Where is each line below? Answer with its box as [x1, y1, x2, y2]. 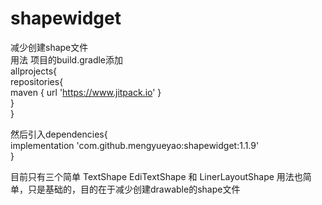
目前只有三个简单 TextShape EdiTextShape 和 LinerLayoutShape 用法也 [10, 170, 303, 182]
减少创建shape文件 [10, 41, 89, 53]
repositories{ [10, 75, 64, 87]
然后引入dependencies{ [10, 128, 108, 140]
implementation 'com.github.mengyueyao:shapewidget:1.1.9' [10, 139, 260, 151]
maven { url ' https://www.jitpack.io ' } [10, 86, 162, 98]
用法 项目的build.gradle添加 [10, 53, 124, 66]
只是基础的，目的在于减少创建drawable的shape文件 [27, 183, 241, 195]
